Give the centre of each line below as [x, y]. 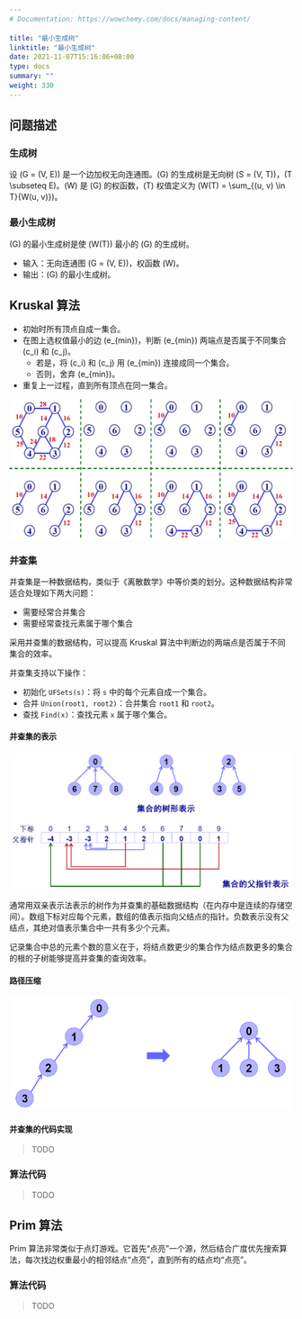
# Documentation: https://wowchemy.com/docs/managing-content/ [130, 19]
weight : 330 [31, 86]
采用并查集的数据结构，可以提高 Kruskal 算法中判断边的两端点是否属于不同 [147, 642]
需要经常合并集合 [54, 611]
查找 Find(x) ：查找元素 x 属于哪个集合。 [97, 714]
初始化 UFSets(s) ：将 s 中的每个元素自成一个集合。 [117, 691]
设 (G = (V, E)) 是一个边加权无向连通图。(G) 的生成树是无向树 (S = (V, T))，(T [151, 175]
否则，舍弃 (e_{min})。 [78, 374]
